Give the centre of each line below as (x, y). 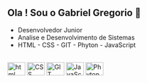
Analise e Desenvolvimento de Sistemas (76, 37)
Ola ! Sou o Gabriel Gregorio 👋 (74, 13)
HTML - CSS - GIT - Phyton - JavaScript (77, 45)
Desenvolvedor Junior (50, 30)
